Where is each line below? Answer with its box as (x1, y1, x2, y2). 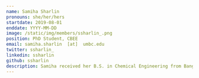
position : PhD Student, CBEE (6, 36, 78, 42)
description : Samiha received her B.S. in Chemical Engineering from (6, 63, 182, 69)
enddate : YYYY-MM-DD (6, 25, 57, 31)
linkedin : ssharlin (6, 52, 54, 58)
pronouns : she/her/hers (6, 14, 65, 20)
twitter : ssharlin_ (6, 47, 54, 53)
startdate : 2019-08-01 (6, 19, 62, 25)
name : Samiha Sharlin (6, 8, 60, 15)
